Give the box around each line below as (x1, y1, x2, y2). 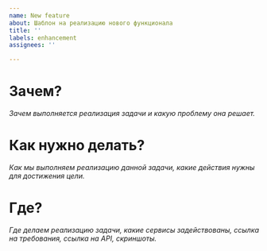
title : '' (9, 26, 42, 34)
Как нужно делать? (9, 137, 145, 155)
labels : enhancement (9, 33, 78, 42)
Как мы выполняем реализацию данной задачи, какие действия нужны (9, 163, 255, 172)
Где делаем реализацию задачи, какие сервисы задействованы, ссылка (9, 225, 260, 234)
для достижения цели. (9, 172, 85, 180)
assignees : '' (9, 41, 56, 49)
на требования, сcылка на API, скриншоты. (9, 234, 157, 243)
